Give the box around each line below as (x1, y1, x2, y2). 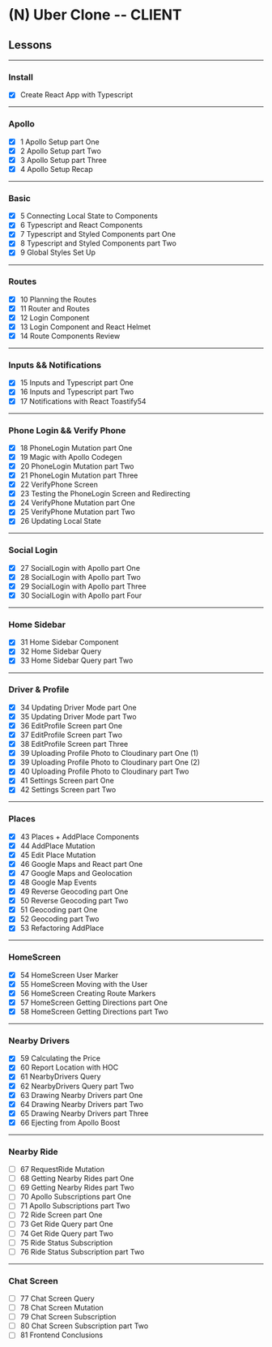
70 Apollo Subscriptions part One (19, 1192, 132, 1202)
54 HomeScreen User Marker (19, 970, 119, 980)
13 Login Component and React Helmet (19, 322, 151, 332)
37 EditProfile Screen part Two (19, 730, 123, 740)
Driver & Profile (8, 684, 70, 695)
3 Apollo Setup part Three (19, 155, 107, 165)
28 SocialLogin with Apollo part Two (19, 572, 142, 581)
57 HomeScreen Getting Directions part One (19, 997, 168, 1007)
